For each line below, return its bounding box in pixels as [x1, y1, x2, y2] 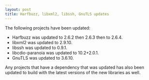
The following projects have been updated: [5, 25, 90, 31]
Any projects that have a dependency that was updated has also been [5, 64, 144, 70]
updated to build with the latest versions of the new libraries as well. [5, 69, 141, 75]
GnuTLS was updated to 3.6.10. [12, 55, 74, 61]
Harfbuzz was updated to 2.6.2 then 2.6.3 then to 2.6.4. [12, 34, 123, 40]
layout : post [5, 7, 31, 12]
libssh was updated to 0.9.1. [12, 45, 68, 50]
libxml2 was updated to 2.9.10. [12, 39, 73, 45]
